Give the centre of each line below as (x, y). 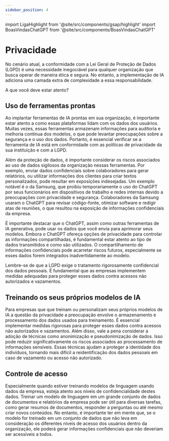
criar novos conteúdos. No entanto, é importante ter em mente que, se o (80, 413)
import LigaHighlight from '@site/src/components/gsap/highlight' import (80, 24)
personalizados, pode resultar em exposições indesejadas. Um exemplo (80, 181)
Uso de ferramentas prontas (50, 106)
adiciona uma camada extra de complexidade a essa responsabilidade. (79, 80)
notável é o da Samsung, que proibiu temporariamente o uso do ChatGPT (81, 187)
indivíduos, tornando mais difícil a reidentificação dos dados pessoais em (81, 353)
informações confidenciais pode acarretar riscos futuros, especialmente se (83, 250)
